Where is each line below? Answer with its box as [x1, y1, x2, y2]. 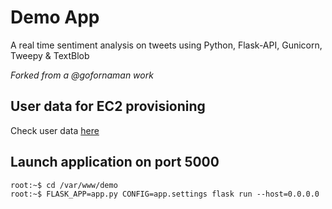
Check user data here [10, 124, 100, 136]
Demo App [10, 6, 100, 29]
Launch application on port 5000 [10, 154, 220, 171]
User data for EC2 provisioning [10, 98, 206, 115]
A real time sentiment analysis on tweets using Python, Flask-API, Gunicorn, [10, 39, 323, 51]
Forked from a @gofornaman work [10, 69, 154, 81]
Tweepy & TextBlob [10, 49, 90, 61]
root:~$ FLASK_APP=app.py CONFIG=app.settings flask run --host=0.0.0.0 [10, 189, 320, 199]
